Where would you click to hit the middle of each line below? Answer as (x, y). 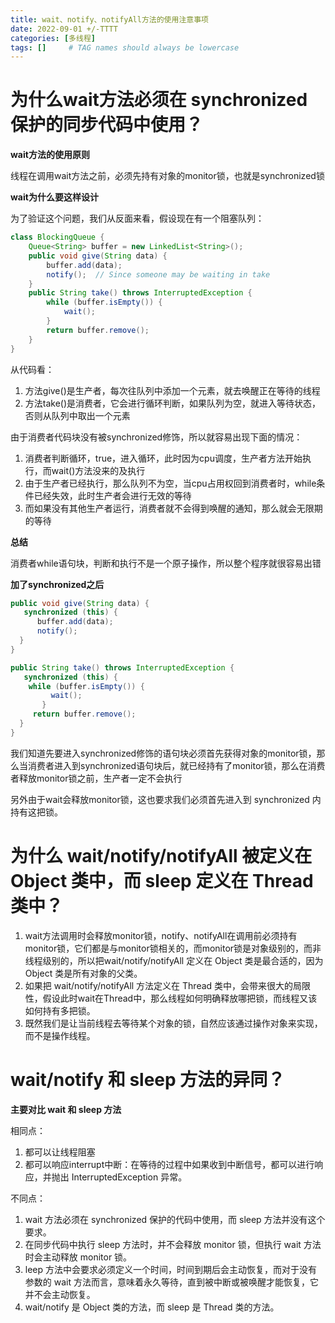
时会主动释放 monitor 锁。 (78, 1257)
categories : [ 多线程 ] (53, 38)
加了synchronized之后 (57, 584)
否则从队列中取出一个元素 (77, 415)
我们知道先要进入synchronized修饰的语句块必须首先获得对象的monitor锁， (163, 753)
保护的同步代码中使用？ (107, 125)
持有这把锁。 (36, 812)
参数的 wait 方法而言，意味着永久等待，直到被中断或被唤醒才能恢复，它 (171, 1282)
